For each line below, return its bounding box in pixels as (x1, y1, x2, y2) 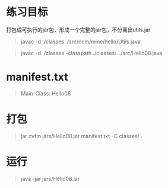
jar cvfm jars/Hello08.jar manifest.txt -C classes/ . (20, 132, 142, 139)
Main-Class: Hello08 (20, 90, 71, 97)
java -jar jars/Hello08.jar (20, 175, 80, 182)
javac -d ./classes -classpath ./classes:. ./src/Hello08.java (20, 49, 163, 56)
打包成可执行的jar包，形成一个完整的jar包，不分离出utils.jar (6, 26, 151, 33)
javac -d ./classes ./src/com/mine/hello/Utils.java (20, 38, 141, 45)
